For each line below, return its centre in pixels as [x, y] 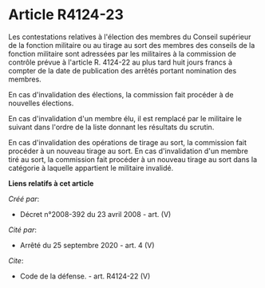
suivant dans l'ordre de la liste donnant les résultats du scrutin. [111, 127]
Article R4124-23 [66, 15]
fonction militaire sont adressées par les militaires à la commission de [123, 53]
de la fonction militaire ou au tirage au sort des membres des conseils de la [132, 45]
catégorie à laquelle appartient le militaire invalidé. [91, 168]
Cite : [16, 260]
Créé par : [24, 199]
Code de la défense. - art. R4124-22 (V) [85, 276]
